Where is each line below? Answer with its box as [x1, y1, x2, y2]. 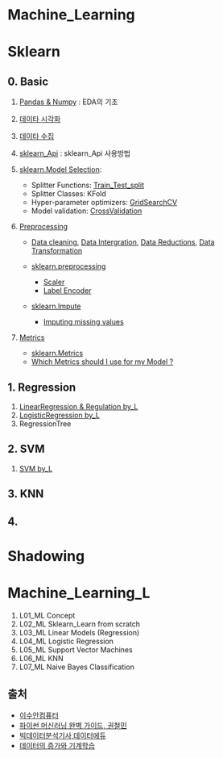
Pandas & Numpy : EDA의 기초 [19, 97, 118, 107]
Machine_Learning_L [7, 584, 151, 602]
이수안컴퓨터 [19, 710, 60, 720]
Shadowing [7, 547, 85, 565]
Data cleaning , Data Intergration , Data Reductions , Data [31, 237, 215, 247]
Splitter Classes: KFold [31, 189, 106, 199]
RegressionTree [19, 419, 72, 429]
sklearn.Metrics [31, 349, 84, 358]
